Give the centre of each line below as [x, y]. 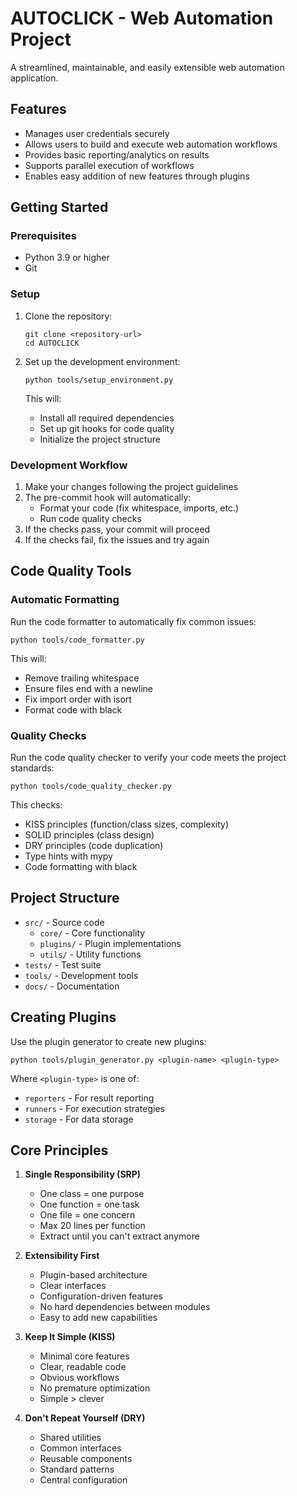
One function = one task [89, 1204]
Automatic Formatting [65, 600]
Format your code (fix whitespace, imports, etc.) [139, 508]
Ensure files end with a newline [88, 688]
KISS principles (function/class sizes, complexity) [126, 824]
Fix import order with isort [78, 699]
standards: [32, 768]
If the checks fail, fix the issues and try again [117, 540]
